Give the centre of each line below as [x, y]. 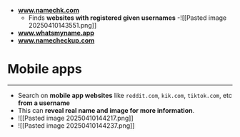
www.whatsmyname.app [56, 33]
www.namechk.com [49, 10]
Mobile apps [45, 69]
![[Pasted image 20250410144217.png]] [75, 118]
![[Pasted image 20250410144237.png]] [76, 125]
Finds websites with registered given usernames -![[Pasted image [127, 18]
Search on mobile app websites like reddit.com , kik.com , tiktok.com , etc [125, 95]
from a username [44, 103]
